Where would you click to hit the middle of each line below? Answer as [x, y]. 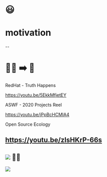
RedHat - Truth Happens [31, 85]
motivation [28, 33]
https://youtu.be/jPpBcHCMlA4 [37, 115]
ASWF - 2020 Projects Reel [33, 105]
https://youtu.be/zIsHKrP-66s [54, 140]
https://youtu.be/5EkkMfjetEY [36, 95]
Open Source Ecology [28, 124]
